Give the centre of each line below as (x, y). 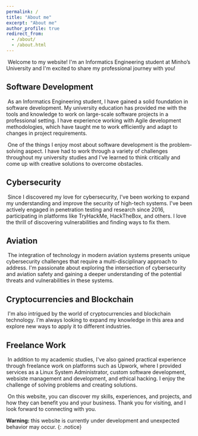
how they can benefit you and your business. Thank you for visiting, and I (96, 403)
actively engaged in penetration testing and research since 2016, (85, 209)
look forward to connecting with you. (51, 409)
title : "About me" (29, 17)
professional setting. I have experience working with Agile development (94, 120)
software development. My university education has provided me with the (96, 107)
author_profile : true (33, 28)
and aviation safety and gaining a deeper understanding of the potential (94, 274)
